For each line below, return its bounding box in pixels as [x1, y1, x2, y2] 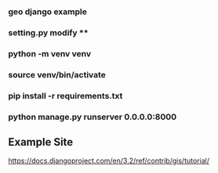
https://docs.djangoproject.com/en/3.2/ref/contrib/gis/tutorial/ [8, 156, 210, 166]
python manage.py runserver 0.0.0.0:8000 [8, 111, 177, 122]
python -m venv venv [8, 48, 92, 59]
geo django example [8, 6, 88, 17]
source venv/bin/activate [8, 69, 106, 80]
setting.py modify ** [8, 27, 89, 38]
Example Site [8, 135, 74, 149]
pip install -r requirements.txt [8, 90, 123, 101]
